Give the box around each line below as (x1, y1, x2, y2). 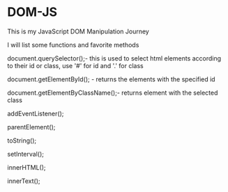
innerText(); (7, 177, 40, 185)
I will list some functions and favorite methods (7, 40, 139, 49)
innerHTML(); (7, 163, 47, 171)
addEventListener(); (7, 109, 64, 118)
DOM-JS (7, 4, 58, 20)
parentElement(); (7, 122, 56, 131)
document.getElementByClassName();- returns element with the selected (7, 88, 218, 97)
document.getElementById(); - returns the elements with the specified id (7, 74, 215, 83)
